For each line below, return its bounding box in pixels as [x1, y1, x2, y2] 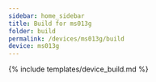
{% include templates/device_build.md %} [8, 64, 149, 74]
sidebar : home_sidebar [8, 11, 85, 20]
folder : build [8, 27, 57, 35]
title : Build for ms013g [8, 19, 92, 28]
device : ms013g [8, 42, 60, 50]
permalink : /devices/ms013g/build [8, 34, 125, 43]
